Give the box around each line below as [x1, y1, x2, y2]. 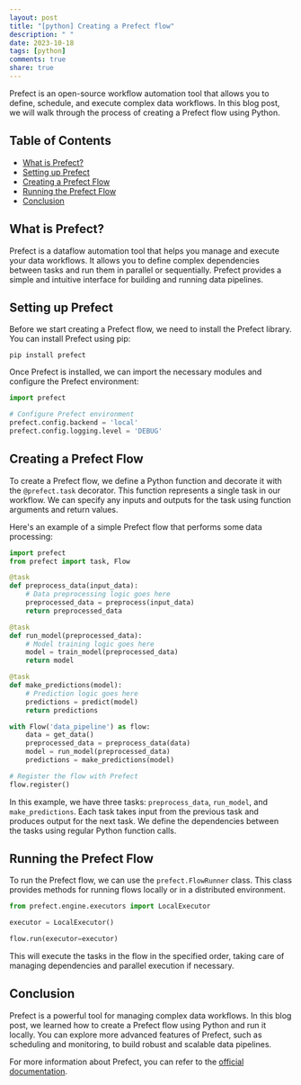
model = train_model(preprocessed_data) [25, 648, 179, 657]
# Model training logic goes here [25, 640, 155, 649]
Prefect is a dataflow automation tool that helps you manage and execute [9, 245, 280, 256]
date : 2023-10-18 [9, 38, 75, 48]
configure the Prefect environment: [9, 376, 139, 387]
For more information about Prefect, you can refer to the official [9, 1056, 244, 1067]
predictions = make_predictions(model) [25, 756, 175, 765]
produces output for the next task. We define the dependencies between [9, 815, 279, 826]
